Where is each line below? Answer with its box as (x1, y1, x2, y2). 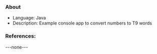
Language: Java (12, 15, 46, 21)
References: (5, 32, 36, 39)
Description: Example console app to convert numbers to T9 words (12, 20, 152, 26)
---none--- (5, 44, 28, 50)
